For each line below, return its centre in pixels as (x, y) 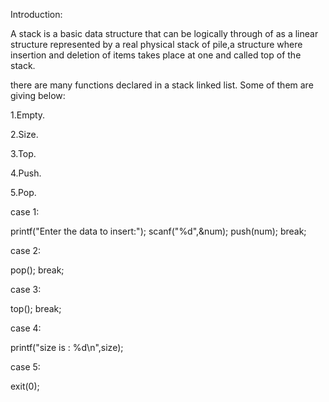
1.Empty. (28, 115)
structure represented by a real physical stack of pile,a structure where (156, 44)
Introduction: (36, 14)
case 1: (25, 212)
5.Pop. (23, 192)
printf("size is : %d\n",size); (67, 347)
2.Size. (24, 134)
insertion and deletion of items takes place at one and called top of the (156, 55)
